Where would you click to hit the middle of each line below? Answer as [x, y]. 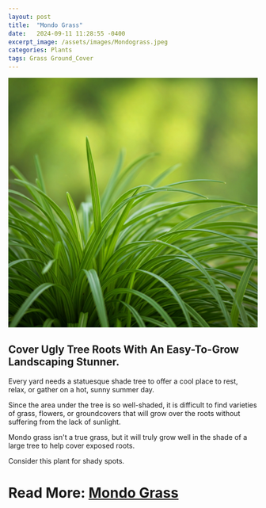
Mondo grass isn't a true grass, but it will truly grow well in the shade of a [128, 437]
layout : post [30, 17]
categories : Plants [40, 50]
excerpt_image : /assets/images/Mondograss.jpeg [88, 42]
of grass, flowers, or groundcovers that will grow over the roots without [124, 413]
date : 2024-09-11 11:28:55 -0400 [67, 33]
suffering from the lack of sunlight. [65, 422]
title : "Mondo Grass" [46, 25]
